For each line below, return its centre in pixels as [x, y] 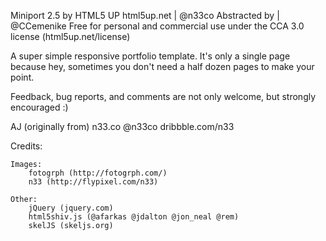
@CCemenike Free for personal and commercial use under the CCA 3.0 [157, 26]
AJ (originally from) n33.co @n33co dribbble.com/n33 [122, 126]
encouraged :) [39, 107]
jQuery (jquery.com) [71, 208]
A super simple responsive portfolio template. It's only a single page [150, 56]
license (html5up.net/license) [70, 36]
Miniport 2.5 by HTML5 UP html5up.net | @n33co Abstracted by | [145, 15]
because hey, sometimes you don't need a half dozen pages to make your [162, 66]
